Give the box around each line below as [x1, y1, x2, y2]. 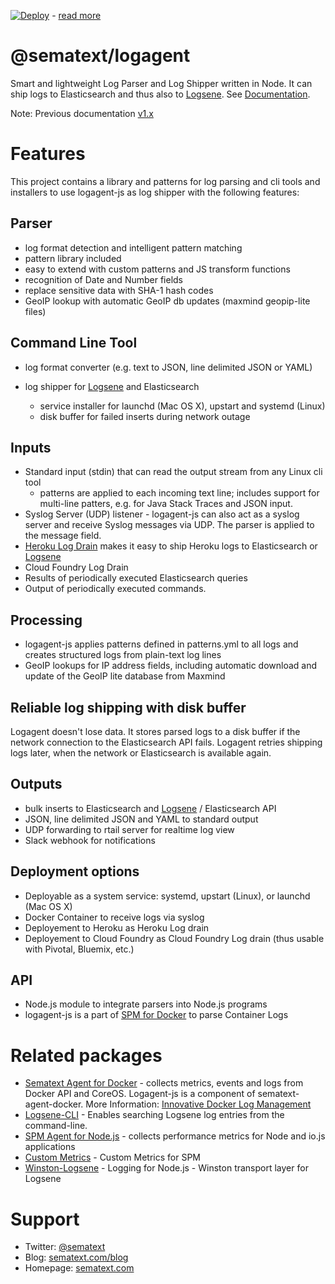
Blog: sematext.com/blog [24, 1251, 129, 1264]
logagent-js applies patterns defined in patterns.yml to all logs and [24, 638, 299, 650]
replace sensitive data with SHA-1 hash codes [24, 284, 214, 296]
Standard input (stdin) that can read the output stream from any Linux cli [24, 466, 323, 478]
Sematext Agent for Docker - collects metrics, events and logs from [24, 1077, 304, 1089]
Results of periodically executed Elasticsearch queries [24, 572, 248, 584]
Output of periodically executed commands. [24, 583, 207, 595]
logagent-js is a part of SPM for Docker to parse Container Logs [24, 1009, 289, 1021]
